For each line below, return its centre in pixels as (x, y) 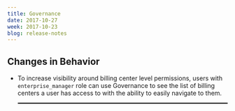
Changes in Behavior (54, 61)
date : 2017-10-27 (33, 20)
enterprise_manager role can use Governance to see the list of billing (116, 86)
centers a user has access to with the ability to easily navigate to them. (120, 93)
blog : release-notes (37, 33)
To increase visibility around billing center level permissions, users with (120, 78)
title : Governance (34, 14)
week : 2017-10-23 (33, 27)
